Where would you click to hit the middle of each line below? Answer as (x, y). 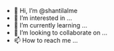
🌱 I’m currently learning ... (50, 25)
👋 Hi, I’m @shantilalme (46, 11)
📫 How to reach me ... (46, 40)
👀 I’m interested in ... (43, 18)
